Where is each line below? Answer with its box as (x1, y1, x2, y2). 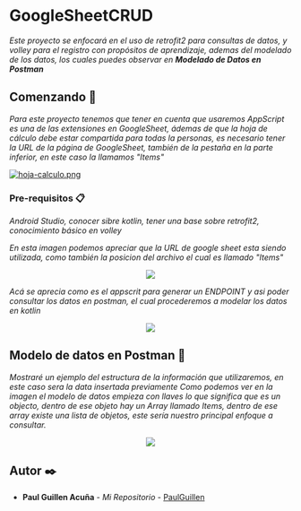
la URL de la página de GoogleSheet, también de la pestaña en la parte (9, 142, 273, 152)
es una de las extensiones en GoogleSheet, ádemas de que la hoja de (9, 123, 269, 134)
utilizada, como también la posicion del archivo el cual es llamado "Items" (9, 252, 284, 263)
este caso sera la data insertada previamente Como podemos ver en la (9, 381, 273, 392)
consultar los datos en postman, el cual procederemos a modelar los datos (9, 296, 288, 307)
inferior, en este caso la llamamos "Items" (9, 152, 164, 162)
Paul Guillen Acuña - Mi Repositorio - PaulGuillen (21, 491, 205, 502)
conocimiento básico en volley (9, 225, 123, 236)
